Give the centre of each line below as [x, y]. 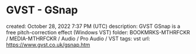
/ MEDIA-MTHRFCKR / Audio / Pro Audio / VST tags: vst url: [78, 38]
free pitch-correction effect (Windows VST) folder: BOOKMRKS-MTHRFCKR [98, 32]
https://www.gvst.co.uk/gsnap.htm [48, 45]
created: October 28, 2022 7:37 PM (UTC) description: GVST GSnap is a [93, 26]
